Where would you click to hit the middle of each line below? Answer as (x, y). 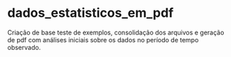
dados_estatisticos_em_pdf (91, 13)
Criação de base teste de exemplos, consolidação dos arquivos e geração (116, 32)
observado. (24, 47)
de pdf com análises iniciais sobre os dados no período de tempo (103, 39)
